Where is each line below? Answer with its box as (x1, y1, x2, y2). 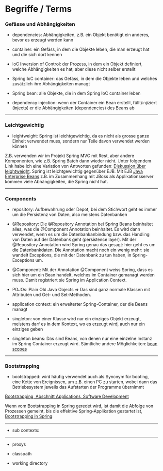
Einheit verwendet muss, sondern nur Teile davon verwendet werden (12, 138, 150, 144)
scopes (12, 346, 27, 352)
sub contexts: (12, 428, 40, 433)
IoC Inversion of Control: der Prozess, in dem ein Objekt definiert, (12, 61, 143, 67)
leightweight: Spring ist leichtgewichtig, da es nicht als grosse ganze (12, 133, 149, 138)
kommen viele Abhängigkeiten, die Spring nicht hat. (5, 178, 108, 184)
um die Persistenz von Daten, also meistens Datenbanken (12, 212, 128, 217)
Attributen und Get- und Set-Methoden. (12, 292, 91, 298)
